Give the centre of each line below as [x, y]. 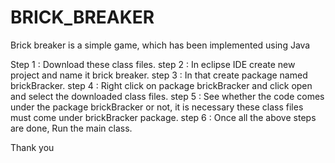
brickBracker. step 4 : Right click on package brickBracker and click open [161, 85]
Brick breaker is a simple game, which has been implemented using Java [160, 45]
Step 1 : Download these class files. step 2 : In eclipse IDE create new [153, 64]
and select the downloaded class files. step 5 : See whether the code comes [167, 96]
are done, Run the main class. [71, 128]
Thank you [32, 147]
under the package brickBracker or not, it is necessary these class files [157, 107]
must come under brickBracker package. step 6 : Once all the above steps [163, 117]
